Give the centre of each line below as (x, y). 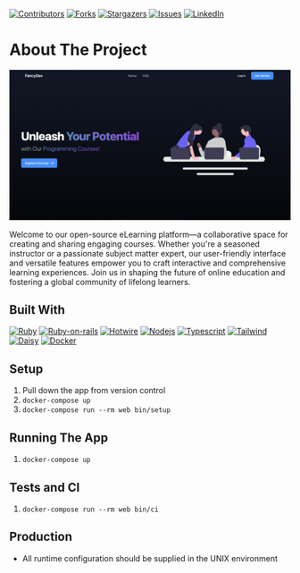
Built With (37, 310)
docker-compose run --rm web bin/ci (90, 510)
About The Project (78, 50)
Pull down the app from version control (94, 391)
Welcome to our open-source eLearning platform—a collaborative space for (149, 234)
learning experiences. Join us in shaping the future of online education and (147, 272)
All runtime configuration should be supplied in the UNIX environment (150, 558)
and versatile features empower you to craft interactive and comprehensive (148, 263)
